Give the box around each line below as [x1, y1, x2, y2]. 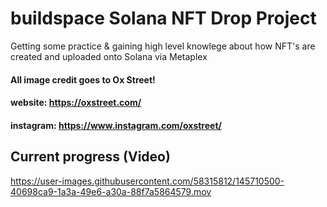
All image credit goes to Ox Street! [10, 73, 156, 86]
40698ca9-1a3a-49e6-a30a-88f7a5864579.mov [10, 185, 212, 197]
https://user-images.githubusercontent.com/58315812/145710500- [10, 175, 285, 187]
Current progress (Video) [10, 148, 171, 166]
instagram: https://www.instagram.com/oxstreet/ [10, 119, 222, 131]
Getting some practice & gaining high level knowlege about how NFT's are [10, 40, 316, 52]
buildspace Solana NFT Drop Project [10, 7, 317, 30]
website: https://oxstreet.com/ [10, 97, 142, 109]
